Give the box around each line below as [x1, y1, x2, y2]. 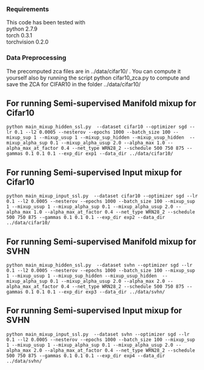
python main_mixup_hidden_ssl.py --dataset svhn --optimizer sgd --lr [6, 262, 192, 268]
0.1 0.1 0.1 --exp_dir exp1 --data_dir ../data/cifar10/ [25, 150, 173, 157]
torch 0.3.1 [6, 32, 32, 39]
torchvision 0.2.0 [6, 39, 49, 46]
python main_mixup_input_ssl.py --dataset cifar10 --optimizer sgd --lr [6, 193, 199, 199]
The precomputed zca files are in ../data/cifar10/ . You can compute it [6, 67, 181, 75]
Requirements [6, 5, 49, 13]
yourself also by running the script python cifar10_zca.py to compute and [6, 74, 190, 81]
